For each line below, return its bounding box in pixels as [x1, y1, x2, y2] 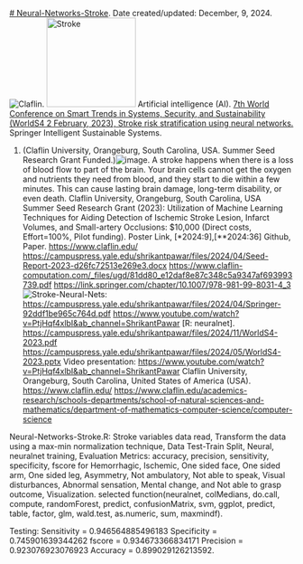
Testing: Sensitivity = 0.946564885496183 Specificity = [9, 526, 218, 536]
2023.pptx [22, 356, 61, 367]
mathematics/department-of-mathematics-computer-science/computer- [22, 404, 293, 415]
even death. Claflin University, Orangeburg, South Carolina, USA [22, 193, 262, 203]
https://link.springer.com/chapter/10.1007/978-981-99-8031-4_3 [53, 279, 291, 290]
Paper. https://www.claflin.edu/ [22, 241, 138, 251]
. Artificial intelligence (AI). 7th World [41, 99, 270, 109]
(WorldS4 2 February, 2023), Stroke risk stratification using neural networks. [9, 117, 294, 128]
